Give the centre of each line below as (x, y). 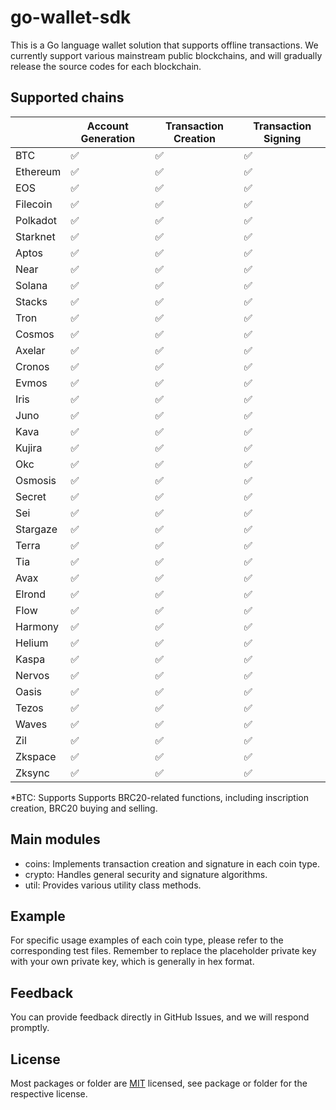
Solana (31, 285)
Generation (108, 138)
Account (107, 126)
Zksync (32, 773)
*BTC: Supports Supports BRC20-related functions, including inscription (159, 797)
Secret (31, 496)
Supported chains (67, 97)
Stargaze (36, 529)
